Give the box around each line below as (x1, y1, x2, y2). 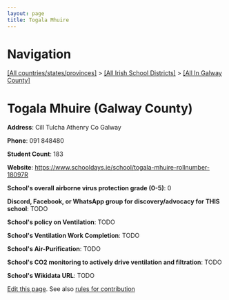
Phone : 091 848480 (7, 137, 64, 145)
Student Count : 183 (7, 150, 63, 159)
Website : (7, 163, 34, 172)
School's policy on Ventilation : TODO (7, 218, 116, 226)
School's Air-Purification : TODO (7, 245, 101, 253)
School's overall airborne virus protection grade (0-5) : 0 (7, 184, 172, 192)
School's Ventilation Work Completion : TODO (7, 232, 140, 240)
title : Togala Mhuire (7, 17, 70, 23)
